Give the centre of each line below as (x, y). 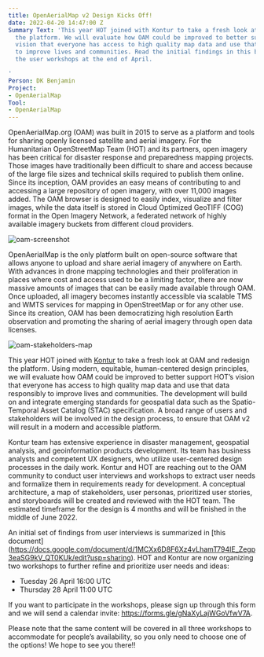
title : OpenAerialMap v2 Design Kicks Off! (81, 15)
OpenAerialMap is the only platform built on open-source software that (123, 255)
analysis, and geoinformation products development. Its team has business (130, 451)
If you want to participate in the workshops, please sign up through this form (132, 605)
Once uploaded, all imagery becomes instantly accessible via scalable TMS (130, 296)
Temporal (24, 410)
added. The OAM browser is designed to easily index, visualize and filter (125, 199)
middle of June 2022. (43, 518)
